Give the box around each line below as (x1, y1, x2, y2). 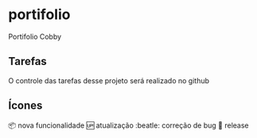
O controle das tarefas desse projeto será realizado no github (8, 75, 209, 85)
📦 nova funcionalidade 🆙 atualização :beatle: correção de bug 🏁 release (8, 121, 249, 130)
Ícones (8, 99, 43, 113)
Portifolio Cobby (8, 32, 62, 41)
